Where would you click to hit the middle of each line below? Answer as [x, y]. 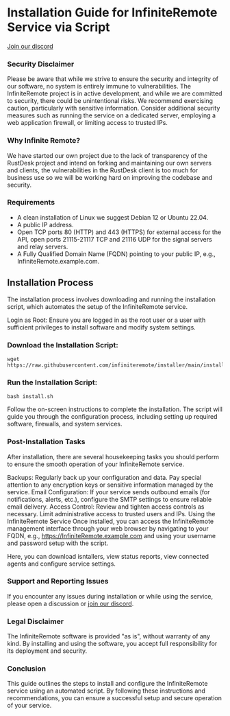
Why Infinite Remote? [44, 141]
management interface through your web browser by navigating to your [108, 528]
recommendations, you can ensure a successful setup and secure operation [115, 698]
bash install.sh [30, 397]
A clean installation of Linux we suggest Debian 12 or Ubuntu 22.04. [113, 217]
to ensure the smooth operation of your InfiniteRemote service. [96, 464]
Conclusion [27, 669]
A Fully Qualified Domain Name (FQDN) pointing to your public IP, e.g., [116, 254]
